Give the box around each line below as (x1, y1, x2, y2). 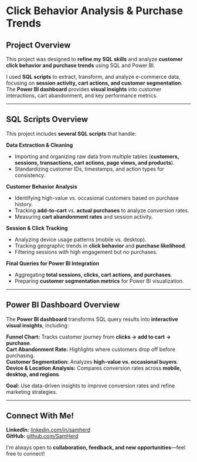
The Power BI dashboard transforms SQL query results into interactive (6, 316, 178, 323)
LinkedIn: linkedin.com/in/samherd (6, 426, 91, 433)
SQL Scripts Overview (6, 115, 89, 125)
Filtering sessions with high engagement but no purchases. (14, 248, 158, 255)
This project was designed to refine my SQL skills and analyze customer (6, 56, 183, 62)
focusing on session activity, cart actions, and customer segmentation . (6, 79, 183, 86)
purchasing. (6, 351, 35, 359)
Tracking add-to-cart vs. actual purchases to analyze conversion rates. (14, 207, 189, 214)
